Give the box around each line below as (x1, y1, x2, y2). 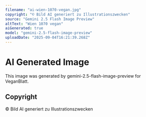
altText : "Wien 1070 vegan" (5, 21, 64, 26)
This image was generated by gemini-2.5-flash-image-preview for (5, 73, 141, 79)
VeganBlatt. (5, 78, 29, 84)
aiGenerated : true (5, 26, 43, 31)
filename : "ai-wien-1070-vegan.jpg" (5, 7, 81, 12)
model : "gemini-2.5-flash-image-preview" (5, 30, 93, 35)
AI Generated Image (5, 57, 90, 68)
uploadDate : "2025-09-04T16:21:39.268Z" (5, 35, 91, 40)
